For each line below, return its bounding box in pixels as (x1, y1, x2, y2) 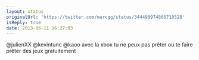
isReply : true (6, 19, 42, 25)
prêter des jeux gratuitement (6, 48, 76, 55)
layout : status (6, 8, 44, 15)
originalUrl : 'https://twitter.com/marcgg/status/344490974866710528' (6, 14, 185, 20)
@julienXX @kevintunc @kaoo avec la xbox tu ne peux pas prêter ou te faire (6, 41, 193, 48)
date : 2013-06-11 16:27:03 (6, 25, 73, 31)
